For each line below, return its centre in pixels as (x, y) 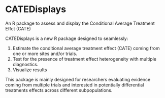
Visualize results (30, 70)
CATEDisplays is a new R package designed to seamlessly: (67, 38)
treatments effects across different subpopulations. (59, 90)
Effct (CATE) (18, 28)
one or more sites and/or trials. (45, 54)
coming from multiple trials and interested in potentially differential (75, 85)
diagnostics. (25, 64)
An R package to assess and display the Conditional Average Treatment (80, 23)
